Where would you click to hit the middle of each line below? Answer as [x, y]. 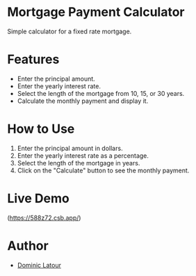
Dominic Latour [39, 265]
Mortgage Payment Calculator [96, 12]
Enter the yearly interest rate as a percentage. [83, 155]
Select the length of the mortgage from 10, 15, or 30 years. [101, 93]
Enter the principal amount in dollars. [70, 148]
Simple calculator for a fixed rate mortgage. [70, 31]
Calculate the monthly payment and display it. [83, 101]
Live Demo [38, 198]
